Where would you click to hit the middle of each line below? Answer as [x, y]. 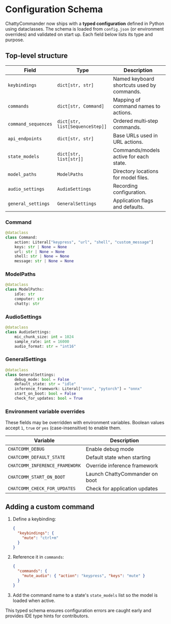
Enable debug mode [110, 449]
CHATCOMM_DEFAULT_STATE [37, 458]
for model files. [131, 177]
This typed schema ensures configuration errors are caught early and [78, 610]
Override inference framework [122, 466]
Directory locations [136, 171]
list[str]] [70, 159]
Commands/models [136, 150]
